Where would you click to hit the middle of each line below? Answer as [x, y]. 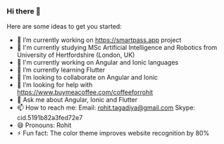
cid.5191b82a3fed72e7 [50, 118]
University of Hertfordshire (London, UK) [76, 55]
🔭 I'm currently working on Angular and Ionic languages [98, 63]
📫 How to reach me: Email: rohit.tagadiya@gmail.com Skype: [106, 107]
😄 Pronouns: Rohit [44, 125]
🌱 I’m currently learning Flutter [61, 70]
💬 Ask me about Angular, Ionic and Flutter [77, 100]
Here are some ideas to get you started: [64, 27]
